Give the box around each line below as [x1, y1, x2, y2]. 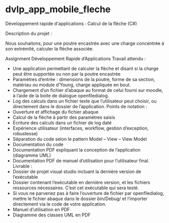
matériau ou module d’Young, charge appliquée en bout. [12, 82, 131, 88]
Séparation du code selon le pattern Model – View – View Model [12, 136, 147, 142]
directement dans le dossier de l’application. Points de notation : [12, 103, 148, 109]
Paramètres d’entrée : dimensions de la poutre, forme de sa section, [12, 76, 155, 82]
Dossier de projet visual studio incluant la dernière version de [12, 168, 142, 175]
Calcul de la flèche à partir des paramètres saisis [12, 114, 116, 120]
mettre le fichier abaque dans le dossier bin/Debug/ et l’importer [12, 195, 148, 202]
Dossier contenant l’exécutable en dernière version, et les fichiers [12, 179, 151, 185]
